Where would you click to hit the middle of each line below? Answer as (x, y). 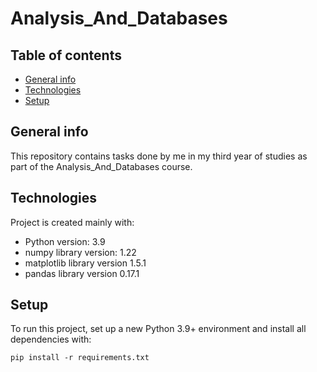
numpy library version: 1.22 (80, 252)
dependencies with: (51, 339)
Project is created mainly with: (72, 222)
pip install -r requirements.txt (80, 358)
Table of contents (66, 55)
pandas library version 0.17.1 (82, 273)
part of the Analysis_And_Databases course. (101, 166)
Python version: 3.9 (65, 241)
